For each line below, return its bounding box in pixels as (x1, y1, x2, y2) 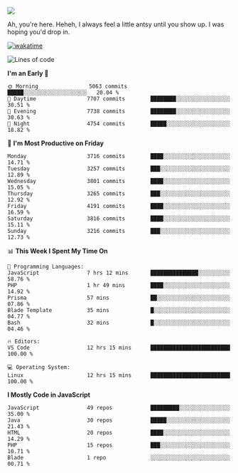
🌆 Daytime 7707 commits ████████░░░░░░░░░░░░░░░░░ (7, 95, 231, 103)
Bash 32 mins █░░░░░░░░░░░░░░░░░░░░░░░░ (7, 319, 231, 326)
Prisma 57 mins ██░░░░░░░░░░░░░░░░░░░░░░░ (7, 294, 231, 301)
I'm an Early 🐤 (7, 69, 49, 78)
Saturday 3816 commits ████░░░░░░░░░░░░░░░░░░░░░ (7, 215, 231, 222)
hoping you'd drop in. (7, 28, 70, 36)
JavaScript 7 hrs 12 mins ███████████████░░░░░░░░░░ (7, 269, 231, 276)
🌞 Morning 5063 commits (7, 83, 128, 90)
